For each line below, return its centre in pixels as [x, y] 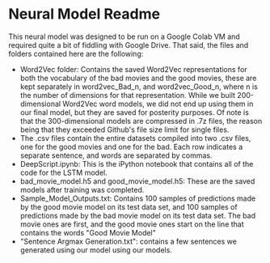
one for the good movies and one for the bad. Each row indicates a [131, 146]
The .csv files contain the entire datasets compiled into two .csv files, [135, 138]
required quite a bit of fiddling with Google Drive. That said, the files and [129, 45]
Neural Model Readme [84, 14]
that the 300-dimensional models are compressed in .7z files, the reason [141, 121]
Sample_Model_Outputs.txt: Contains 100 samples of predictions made [138, 198]
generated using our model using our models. [96, 250]
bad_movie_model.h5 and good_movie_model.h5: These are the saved [137, 181]
